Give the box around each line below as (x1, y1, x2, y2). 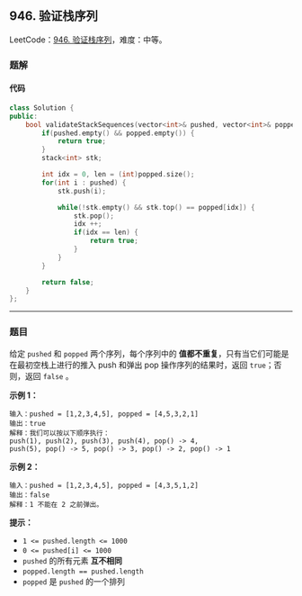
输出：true (9, 419, 47, 428)
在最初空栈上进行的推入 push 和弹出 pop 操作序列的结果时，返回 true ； (9, 359, 274, 370)
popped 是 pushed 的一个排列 (22, 575, 126, 587)
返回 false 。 (24, 370, 74, 381)
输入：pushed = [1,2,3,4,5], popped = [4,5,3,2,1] (9, 409, 200, 419)
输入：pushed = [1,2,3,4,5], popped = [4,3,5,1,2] (9, 481, 200, 490)
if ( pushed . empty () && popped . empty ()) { (41, 129, 195, 138)
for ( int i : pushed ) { (41, 178, 127, 187)
